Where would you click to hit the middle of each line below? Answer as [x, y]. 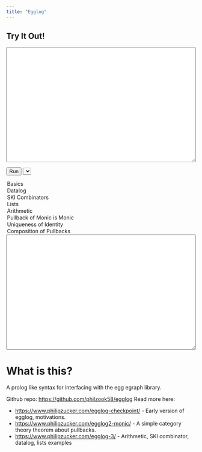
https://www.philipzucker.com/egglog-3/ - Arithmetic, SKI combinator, [102, 436]
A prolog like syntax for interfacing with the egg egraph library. [84, 388]
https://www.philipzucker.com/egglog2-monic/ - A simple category [98, 424]
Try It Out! [26, 36]
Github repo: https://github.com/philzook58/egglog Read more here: [91, 399]
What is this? [40, 371]
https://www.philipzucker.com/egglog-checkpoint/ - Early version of [99, 411]
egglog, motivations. [40, 417]
